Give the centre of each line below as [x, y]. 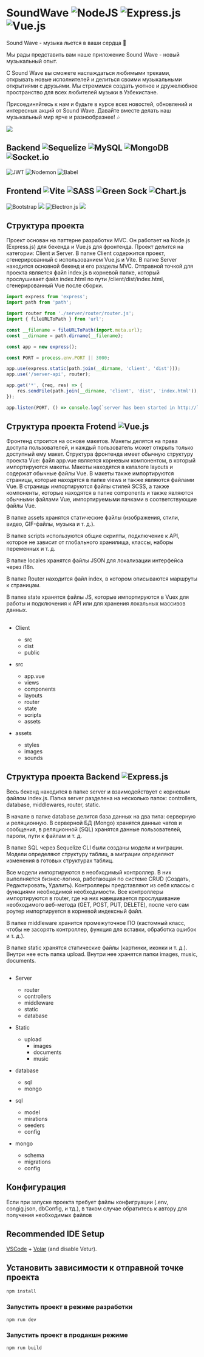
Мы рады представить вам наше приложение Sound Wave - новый [93, 54]
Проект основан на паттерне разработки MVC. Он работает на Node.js [98, 240]
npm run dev [21, 1320]
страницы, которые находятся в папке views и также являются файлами [100, 480]
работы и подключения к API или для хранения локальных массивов [96, 604]
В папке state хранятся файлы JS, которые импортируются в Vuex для [98, 597]
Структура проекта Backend [63, 777]
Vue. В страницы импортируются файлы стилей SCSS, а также [88, 486]
